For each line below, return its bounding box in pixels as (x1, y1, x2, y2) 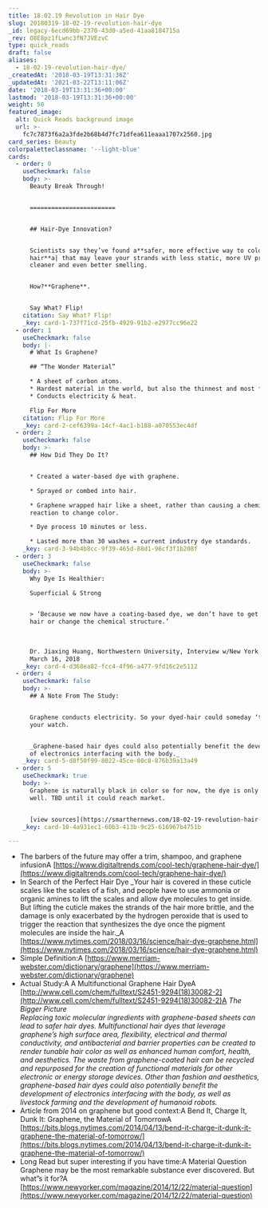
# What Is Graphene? (29, 349, 98, 357)
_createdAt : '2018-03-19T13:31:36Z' (8, 71, 130, 79)
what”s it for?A (19, 1174, 68, 1183)
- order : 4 (15, 669, 52, 678)
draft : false (8, 49, 52, 57)
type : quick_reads (8, 41, 69, 49)
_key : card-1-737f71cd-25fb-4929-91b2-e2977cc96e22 (22, 318, 198, 327)
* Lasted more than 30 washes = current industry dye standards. (29, 538, 251, 546)
